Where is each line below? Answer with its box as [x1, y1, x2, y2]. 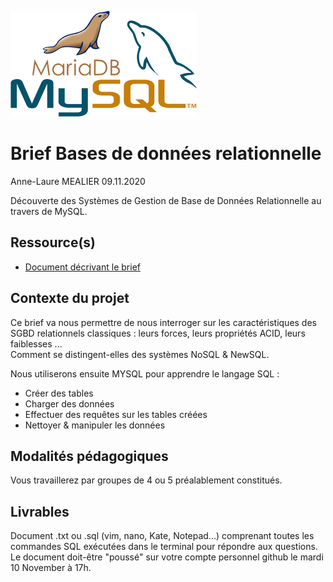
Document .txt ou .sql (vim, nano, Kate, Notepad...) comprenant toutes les [10, 530, 315, 542]
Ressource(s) [10, 234, 97, 251]
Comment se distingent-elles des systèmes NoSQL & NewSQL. [10, 348, 270, 360]
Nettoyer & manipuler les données [24, 419, 166, 431]
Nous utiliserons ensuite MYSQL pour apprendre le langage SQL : [10, 367, 280, 380]
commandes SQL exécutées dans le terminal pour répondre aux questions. [10, 541, 318, 553]
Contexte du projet [10, 290, 130, 307]
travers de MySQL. [10, 205, 88, 217]
